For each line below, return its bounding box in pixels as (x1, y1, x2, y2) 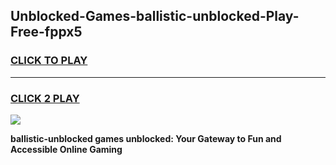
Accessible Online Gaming (10, 143, 123, 155)
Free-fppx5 (10, 24, 83, 41)
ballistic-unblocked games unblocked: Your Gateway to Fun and (10, 132, 282, 144)
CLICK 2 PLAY (10, 91, 80, 105)
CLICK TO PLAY (10, 54, 88, 68)
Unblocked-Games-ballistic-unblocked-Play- (10, 8, 300, 25)
